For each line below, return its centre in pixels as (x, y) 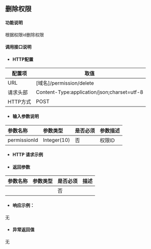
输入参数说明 (25, 116)
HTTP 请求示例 (28, 155)
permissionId (23, 140)
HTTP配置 (23, 59)
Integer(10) (57, 140)
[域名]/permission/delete (65, 83)
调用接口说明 (18, 47)
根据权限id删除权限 (24, 34)
